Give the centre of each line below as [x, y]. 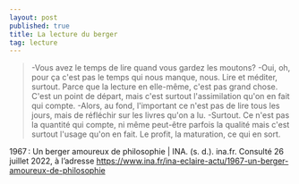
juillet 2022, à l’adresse [52, 161]
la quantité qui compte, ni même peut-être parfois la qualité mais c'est [160, 125]
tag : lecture [34, 42]
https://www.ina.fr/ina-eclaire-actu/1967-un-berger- [192, 161]
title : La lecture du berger [64, 34]
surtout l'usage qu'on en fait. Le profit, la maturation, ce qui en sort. [156, 134]
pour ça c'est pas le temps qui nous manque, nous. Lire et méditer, [154, 78]
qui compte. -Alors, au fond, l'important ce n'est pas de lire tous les [155, 106]
